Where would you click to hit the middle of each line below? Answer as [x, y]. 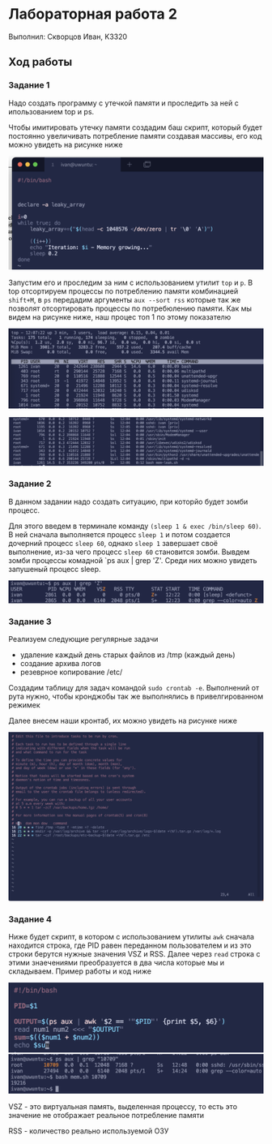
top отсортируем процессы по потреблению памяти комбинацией [123, 291]
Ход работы [40, 62]
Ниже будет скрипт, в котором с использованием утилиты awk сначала [132, 936]
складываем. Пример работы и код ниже [80, 971]
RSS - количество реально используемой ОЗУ [89, 1131]
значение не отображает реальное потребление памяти [106, 1115]
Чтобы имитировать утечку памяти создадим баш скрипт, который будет [136, 127]
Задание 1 [29, 85]
